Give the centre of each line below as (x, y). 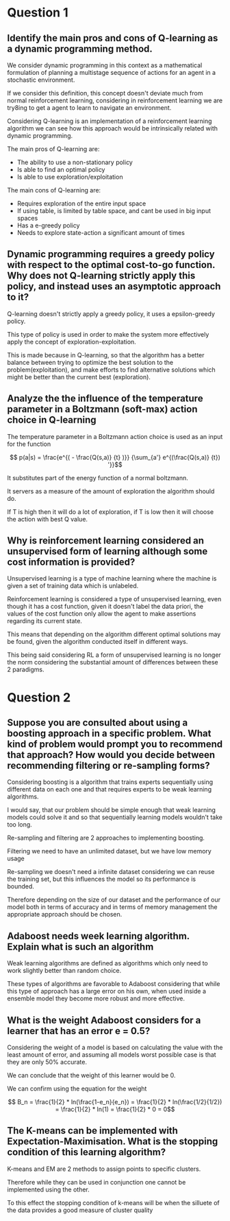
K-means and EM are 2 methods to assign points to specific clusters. (104, 1169)
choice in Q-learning (52, 420)
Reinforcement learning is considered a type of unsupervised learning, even (114, 599)
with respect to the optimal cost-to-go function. (111, 265)
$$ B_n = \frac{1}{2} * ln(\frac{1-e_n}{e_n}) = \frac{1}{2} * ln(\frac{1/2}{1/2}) (115, 1102)
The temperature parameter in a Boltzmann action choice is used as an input (115, 436)
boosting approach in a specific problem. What (109, 733)
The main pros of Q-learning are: (53, 149)
